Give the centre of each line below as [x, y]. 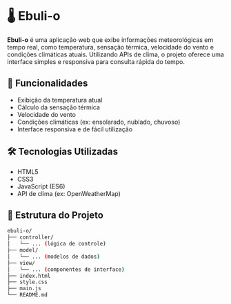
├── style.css [28, 282]
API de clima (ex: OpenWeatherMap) [69, 193]
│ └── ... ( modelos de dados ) [53, 257]
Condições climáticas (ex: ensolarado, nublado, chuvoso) [99, 122]
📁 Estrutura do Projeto [55, 215]
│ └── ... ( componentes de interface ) [66, 269]
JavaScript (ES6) [41, 186]
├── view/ [21, 263]
